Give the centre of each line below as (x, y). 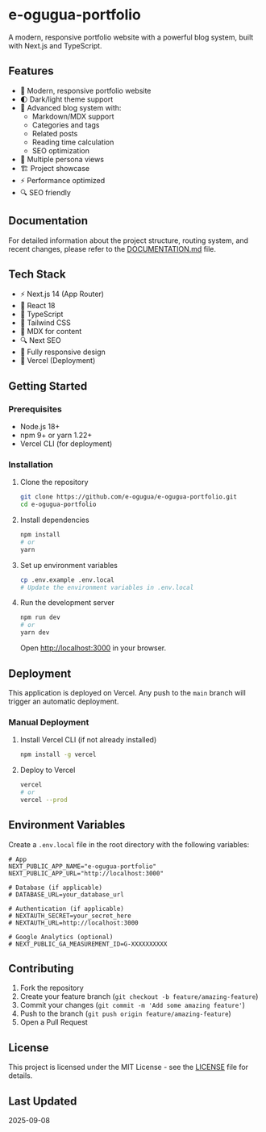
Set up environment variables (69, 565)
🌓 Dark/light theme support (66, 99)
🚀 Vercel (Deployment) (58, 361)
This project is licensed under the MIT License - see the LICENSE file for (128, 1067)
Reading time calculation (73, 142)
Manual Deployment (49, 722)
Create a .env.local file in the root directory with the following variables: (129, 844)
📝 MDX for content (51, 332)
